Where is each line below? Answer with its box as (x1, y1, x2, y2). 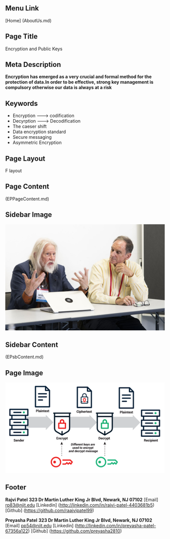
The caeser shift (12, 124, 47, 130)
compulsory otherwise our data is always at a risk (5, 85, 112, 91)
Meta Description (5, 60, 61, 69)
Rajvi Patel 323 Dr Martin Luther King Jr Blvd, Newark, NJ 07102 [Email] (5, 496, 158, 503)
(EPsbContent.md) (5, 354, 44, 360)
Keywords (5, 99, 38, 108)
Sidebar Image (5, 210, 52, 219)
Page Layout (5, 154, 46, 163)
